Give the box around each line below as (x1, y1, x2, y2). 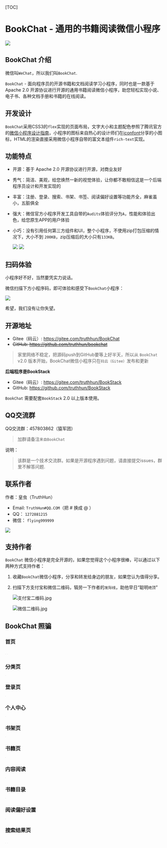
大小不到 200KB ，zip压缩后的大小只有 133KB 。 (25, 234, 117, 240)
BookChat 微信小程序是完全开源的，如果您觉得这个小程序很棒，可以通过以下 (5, 557, 160, 563)
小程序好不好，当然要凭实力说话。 (5, 275, 75, 281)
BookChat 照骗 (5, 621, 51, 630)
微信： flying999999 (12, 517, 54, 523)
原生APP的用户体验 (29, 217, 70, 223)
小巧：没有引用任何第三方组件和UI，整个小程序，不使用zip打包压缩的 (12, 228, 155, 234)
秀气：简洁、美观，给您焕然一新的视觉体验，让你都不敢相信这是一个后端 (12, 177, 161, 183)
